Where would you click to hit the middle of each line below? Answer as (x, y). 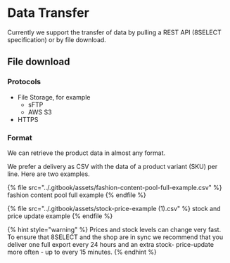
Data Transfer (48, 13)
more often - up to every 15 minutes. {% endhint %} (82, 252)
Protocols (24, 82)
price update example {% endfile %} (60, 216)
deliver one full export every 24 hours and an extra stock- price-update (111, 244)
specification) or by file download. (57, 39)
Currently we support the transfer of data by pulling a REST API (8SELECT (114, 32)
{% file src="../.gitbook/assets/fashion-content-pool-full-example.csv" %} (115, 187)
